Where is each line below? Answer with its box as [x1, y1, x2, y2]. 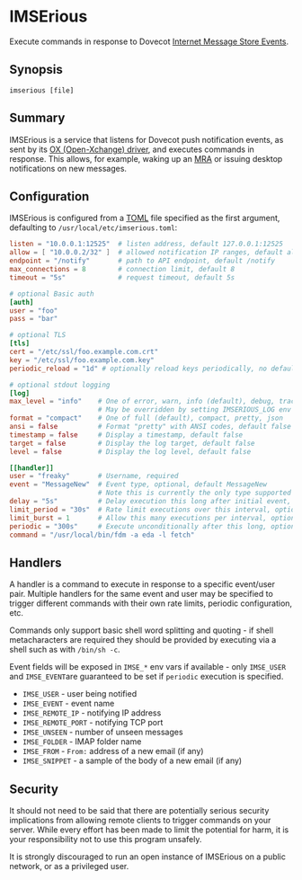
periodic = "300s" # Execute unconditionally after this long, [9, 521, 268, 531]
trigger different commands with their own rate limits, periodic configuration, [9, 598, 293, 609]
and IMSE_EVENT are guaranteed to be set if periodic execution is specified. [9, 671, 284, 682]
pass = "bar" [9, 315, 58, 324]
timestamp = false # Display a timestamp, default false [9, 430, 244, 440]
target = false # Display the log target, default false [9, 439, 255, 448]
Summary [9, 111, 66, 126]
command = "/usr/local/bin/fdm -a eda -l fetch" [9, 530, 195, 539]
